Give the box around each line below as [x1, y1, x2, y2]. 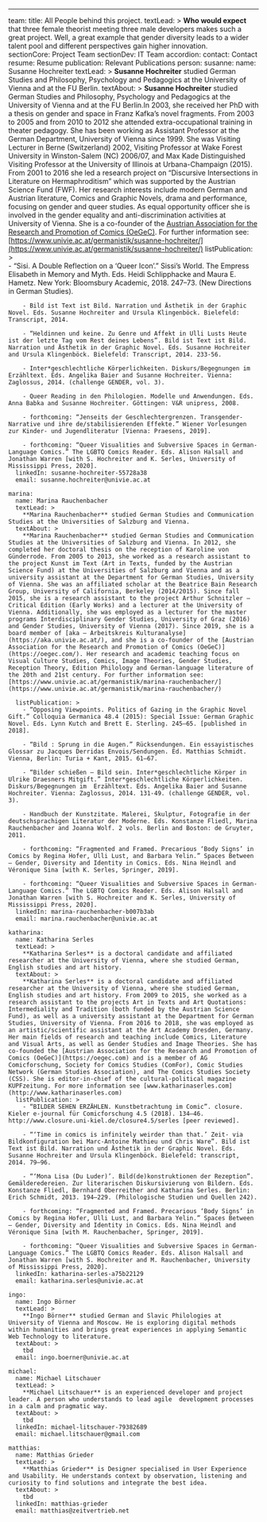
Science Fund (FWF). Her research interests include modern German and [8, 185, 248, 194]
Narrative [8, 420, 41, 428]
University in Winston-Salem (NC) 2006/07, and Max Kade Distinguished [8, 151, 246, 160]
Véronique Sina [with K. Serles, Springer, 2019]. [8, 866, 180, 874]
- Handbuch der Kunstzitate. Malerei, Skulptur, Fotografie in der [22, 810, 250, 818]
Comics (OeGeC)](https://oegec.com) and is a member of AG [8, 1054, 208, 1062]
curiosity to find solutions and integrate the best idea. [8, 1479, 208, 1487]
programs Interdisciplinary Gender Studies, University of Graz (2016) [8, 615, 250, 623]
